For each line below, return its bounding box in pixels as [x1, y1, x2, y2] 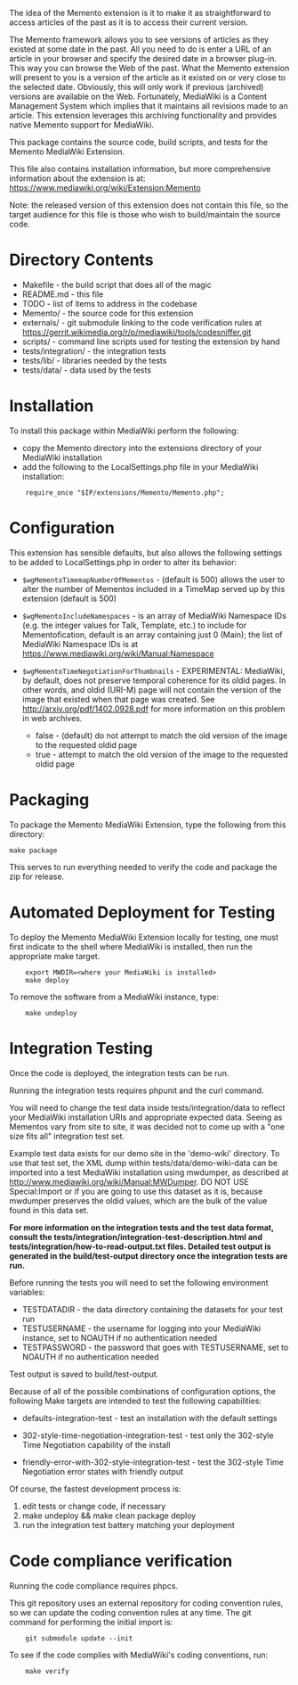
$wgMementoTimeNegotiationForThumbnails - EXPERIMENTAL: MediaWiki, [21, 665, 286, 676]
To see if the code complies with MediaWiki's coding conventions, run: [9, 1649, 269, 1660]
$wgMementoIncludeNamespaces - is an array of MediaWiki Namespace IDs [21, 610, 287, 621]
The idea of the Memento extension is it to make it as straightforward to [9, 8, 271, 18]
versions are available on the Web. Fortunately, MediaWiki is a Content [9, 91, 268, 102]
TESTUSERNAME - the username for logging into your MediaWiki [21, 1323, 261, 1334]
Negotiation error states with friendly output [21, 1466, 184, 1476]
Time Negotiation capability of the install [21, 1439, 171, 1450]
